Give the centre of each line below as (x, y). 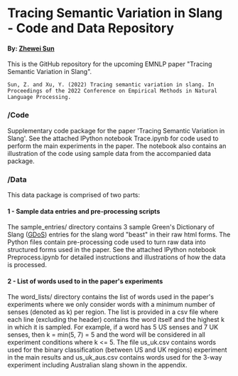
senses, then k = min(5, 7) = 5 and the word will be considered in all (107, 335)
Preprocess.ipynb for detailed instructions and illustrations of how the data (117, 257)
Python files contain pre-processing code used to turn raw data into (107, 242)
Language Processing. (39, 98)
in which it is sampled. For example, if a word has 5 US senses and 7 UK (113, 327)
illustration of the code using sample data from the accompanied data (109, 153)
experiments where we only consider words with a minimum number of (111, 305)
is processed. (27, 265)
